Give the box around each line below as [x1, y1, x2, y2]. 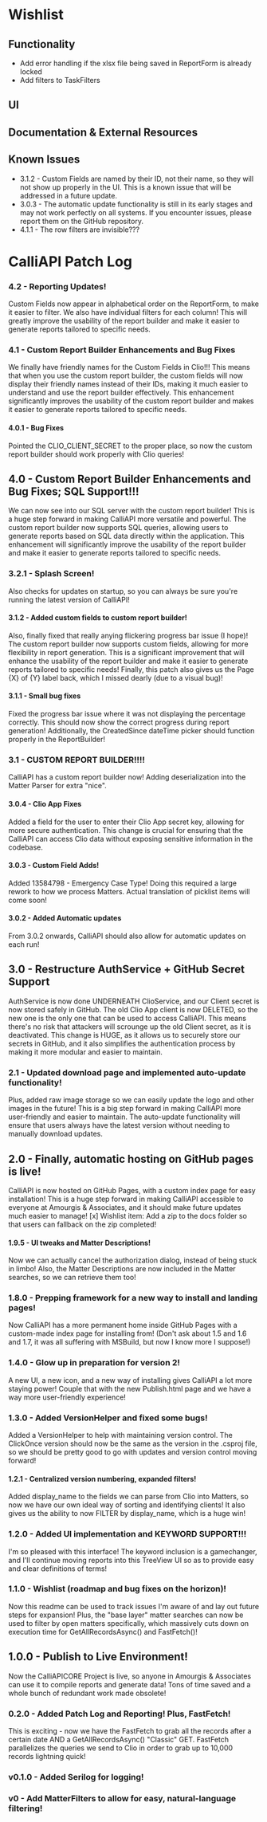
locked [19, 67, 42, 77]
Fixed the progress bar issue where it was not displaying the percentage [8, 709, 245, 719]
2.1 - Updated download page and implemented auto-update [8, 1066, 246, 1078]
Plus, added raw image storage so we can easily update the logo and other [8, 1095, 254, 1105]
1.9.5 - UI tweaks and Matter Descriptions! [8, 1238, 151, 1247]
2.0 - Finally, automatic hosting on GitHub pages [8, 1152, 253, 1165]
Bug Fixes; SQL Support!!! [8, 485, 139, 498]
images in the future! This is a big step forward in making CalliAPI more [8, 1104, 241, 1113]
